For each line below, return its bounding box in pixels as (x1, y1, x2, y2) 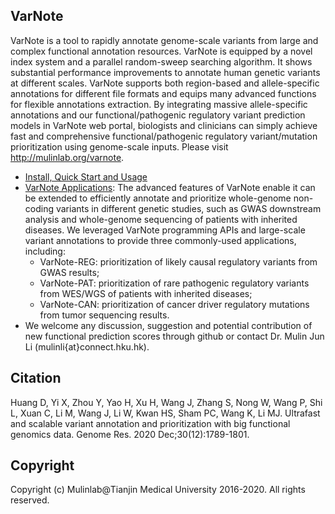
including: (24, 245, 66, 257)
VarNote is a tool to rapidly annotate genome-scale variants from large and (10, 34, 319, 46)
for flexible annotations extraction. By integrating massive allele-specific (10, 98, 308, 110)
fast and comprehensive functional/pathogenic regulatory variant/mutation (10, 130, 318, 142)
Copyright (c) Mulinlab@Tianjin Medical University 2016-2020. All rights (10, 484, 306, 496)
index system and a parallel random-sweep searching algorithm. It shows (10, 55, 313, 68)
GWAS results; (39, 266, 100, 278)
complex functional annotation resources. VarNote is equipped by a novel (10, 45, 313, 57)
